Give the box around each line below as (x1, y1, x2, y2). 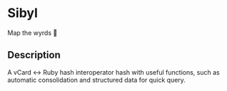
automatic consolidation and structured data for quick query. (7, 75, 186, 84)
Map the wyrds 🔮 (7, 28, 58, 37)
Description (7, 49, 61, 61)
